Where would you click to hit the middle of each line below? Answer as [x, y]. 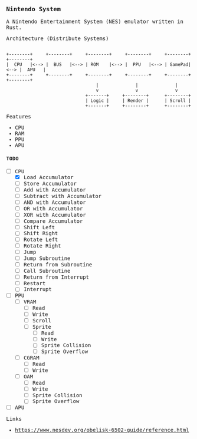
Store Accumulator [50, 184]
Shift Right [41, 233]
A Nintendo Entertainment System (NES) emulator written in [95, 22]
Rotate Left [41, 240]
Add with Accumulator [55, 190]
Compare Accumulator [53, 221]
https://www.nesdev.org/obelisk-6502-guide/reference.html [102, 430]
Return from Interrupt [56, 277]
